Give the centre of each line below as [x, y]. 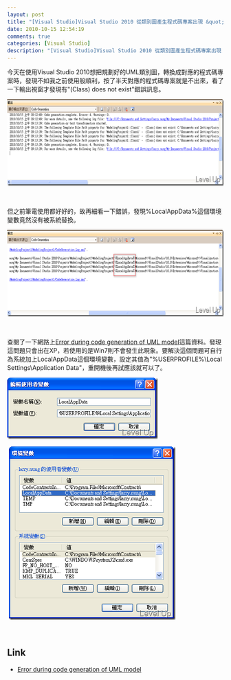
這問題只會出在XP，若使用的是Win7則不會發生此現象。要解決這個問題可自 [112, 350]
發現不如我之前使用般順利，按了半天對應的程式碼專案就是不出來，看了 [124, 80]
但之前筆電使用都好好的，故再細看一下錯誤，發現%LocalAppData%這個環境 [114, 211]
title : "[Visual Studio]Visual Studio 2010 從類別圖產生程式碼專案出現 [105, 22]
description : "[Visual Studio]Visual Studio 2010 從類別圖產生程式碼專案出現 [114, 51]
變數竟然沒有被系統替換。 [43, 220]
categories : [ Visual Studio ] [49, 44]
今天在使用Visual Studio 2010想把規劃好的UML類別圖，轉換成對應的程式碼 [112, 72]
